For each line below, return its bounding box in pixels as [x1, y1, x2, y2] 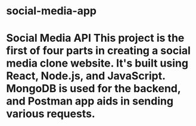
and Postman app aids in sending [6, 94, 174, 108]
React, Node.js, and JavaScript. [6, 70, 166, 83]
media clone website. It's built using [6, 56, 189, 70]
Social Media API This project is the [6, 31, 185, 45]
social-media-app [6, 4, 97, 18]
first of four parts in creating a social [6, 44, 191, 58]
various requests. [6, 107, 95, 121]
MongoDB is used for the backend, [6, 82, 181, 96]
